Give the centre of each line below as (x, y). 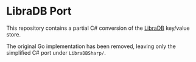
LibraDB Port (39, 11)
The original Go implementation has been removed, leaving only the (91, 46)
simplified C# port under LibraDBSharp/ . (56, 52)
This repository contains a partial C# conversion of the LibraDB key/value (98, 28)
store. (14, 34)
